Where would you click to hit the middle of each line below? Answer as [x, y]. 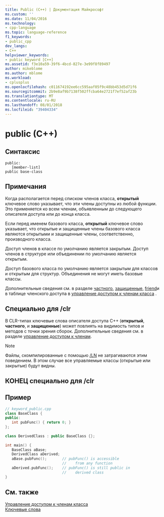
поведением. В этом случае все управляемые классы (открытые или [78, 360]
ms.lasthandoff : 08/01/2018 [34, 105]
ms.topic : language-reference [36, 32]
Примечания [26, 187]
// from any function [87, 463]
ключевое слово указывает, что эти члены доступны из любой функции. [81, 203]
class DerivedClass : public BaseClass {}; [50, 436]
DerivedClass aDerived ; [36, 454]
